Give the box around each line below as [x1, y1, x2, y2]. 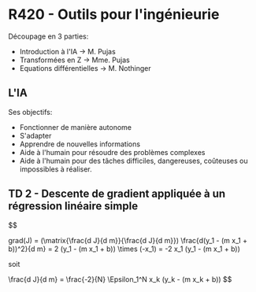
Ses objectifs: [8, 107, 53, 116]
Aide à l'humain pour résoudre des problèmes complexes [19, 147, 206, 157]
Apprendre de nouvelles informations [19, 139, 140, 149]
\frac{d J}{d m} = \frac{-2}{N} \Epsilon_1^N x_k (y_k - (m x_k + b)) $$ [8, 274, 232, 284]
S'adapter [19, 131, 52, 140]
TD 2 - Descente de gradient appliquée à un [8, 187, 226, 201]
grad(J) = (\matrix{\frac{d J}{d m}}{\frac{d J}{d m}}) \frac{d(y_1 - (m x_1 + [8, 235, 248, 245]
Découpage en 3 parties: [8, 31, 89, 41]
